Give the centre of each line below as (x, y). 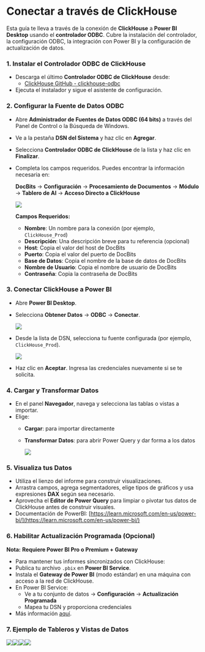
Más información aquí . (43, 613)
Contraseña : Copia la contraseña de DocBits (81, 273)
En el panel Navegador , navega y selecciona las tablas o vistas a (97, 404)
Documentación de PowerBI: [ (53, 514)
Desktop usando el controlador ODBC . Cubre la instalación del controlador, (102, 34)
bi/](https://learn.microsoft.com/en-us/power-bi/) (77, 520)
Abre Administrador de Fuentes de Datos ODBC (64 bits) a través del (103, 119)
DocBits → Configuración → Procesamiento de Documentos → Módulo (107, 186)
